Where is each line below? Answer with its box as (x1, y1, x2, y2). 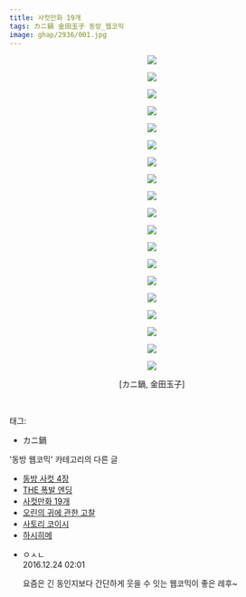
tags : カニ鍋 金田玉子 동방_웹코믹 (9, 22, 125, 31)
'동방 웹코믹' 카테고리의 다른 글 (9, 454, 118, 465)
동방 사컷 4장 (22, 473, 70, 485)
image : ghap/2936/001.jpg (9, 30, 107, 39)
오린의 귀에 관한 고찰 (22, 507, 96, 518)
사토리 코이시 (22, 518, 70, 530)
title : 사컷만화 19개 (9, 13, 81, 23)
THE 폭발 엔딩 (22, 485, 73, 496)
